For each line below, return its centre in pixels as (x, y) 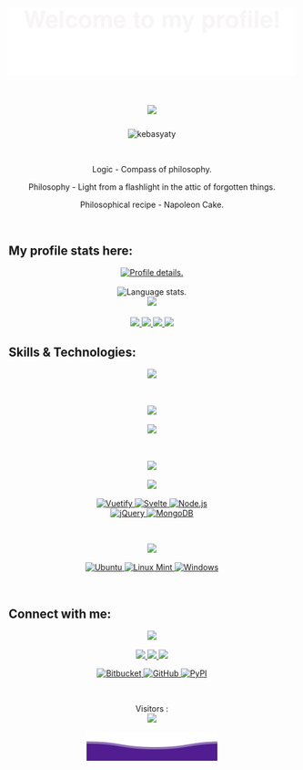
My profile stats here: (71, 250)
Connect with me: (60, 614)
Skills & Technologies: (72, 352)
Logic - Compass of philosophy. (152, 169)
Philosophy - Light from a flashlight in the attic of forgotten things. (152, 187)
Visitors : (152, 708)
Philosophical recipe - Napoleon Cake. (152, 204)
